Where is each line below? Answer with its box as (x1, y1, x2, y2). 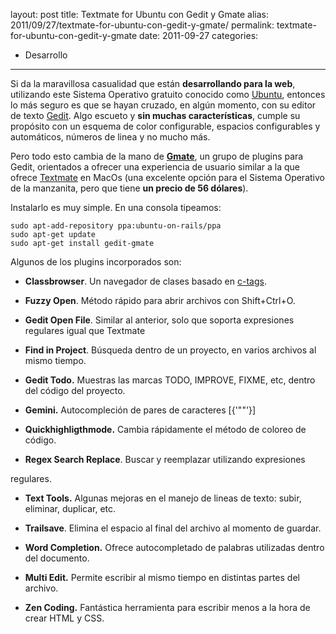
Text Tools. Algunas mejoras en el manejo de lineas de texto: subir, (24, 492, 302, 504)
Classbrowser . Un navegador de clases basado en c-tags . (24, 275, 267, 287)
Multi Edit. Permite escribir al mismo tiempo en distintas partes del (24, 572, 300, 583)
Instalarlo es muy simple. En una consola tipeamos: (10, 202, 222, 213)
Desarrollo (24, 49, 68, 61)
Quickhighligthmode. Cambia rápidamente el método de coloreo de (24, 424, 307, 435)
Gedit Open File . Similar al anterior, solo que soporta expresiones (24, 314, 295, 326)
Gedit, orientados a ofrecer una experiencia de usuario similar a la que (10, 161, 300, 173)
